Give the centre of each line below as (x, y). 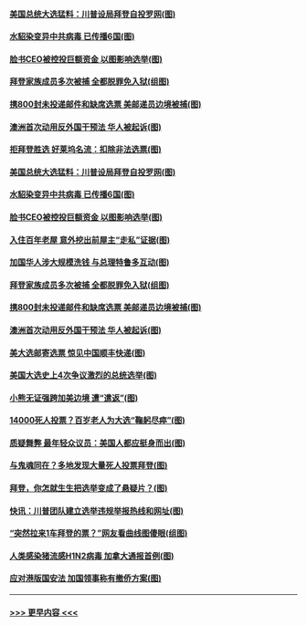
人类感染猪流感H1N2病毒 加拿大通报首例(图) (92, 556)
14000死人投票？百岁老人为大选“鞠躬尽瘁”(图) (97, 421)
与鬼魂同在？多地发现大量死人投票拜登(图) (89, 465)
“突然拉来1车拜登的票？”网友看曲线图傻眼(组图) (99, 533)
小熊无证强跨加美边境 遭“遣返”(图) (74, 398)
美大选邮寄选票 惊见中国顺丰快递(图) (78, 352)
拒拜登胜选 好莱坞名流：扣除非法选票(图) (85, 150)
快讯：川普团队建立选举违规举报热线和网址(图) (97, 510)
